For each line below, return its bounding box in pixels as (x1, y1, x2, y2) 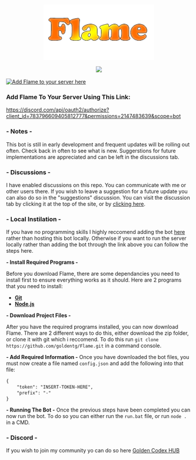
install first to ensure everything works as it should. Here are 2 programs (6, 276, 182, 283)
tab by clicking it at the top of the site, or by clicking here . (6, 200, 146, 207)
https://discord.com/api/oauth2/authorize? (6, 106, 109, 113)
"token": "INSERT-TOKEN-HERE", (16, 384, 94, 390)
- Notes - (6, 128, 32, 136)
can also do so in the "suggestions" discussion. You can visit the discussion (6, 194, 190, 201)
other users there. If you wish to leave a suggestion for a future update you (6, 188, 188, 195)
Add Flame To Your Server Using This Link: (6, 93, 131, 101)
